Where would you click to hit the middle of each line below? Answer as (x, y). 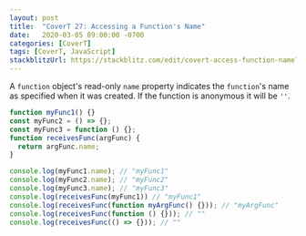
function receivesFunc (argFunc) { (75, 138)
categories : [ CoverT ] (51, 43)
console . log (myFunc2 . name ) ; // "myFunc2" (89, 180)
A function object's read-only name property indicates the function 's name (149, 86)
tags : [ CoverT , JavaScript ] (63, 52)
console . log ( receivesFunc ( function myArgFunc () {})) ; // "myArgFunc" (144, 205)
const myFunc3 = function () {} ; (73, 129)
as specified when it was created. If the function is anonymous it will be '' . (150, 96)
